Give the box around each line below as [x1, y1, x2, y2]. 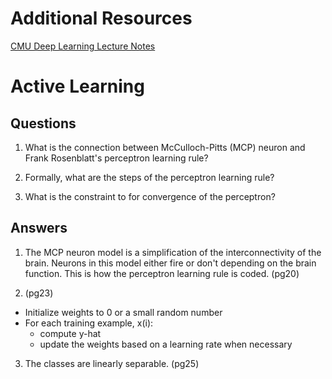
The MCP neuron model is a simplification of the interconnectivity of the [24, 246, 322, 258]
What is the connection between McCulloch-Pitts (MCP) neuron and [24, 141, 306, 153]
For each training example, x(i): [24, 317, 154, 329]
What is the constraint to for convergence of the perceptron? [24, 190, 276, 202]
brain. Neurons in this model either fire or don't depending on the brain [24, 257, 317, 269]
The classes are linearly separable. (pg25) [24, 357, 200, 369]
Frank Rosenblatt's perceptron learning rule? [24, 152, 209, 164]
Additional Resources [10, 7, 193, 30]
